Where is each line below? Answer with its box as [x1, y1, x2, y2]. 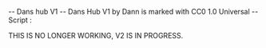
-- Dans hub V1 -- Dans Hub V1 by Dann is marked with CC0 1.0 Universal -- [8, 7, 259, 16]
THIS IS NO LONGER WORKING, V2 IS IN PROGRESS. [8, 31, 184, 40]
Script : [8, 15, 32, 25]
